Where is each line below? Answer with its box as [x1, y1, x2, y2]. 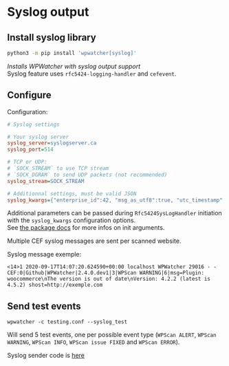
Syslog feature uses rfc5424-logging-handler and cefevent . [7, 69, 177, 78]
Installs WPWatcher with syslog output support [7, 62, 141, 70]
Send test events [7, 300, 81, 312]
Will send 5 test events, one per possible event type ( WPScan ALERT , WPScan [7, 331, 217, 339]
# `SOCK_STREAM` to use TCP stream [7, 165, 109, 172]
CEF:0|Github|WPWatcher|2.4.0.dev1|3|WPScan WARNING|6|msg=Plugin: [7, 270, 205, 277]
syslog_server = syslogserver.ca [7, 140, 97, 147]
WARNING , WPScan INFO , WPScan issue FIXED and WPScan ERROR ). [7, 338, 180, 346]
